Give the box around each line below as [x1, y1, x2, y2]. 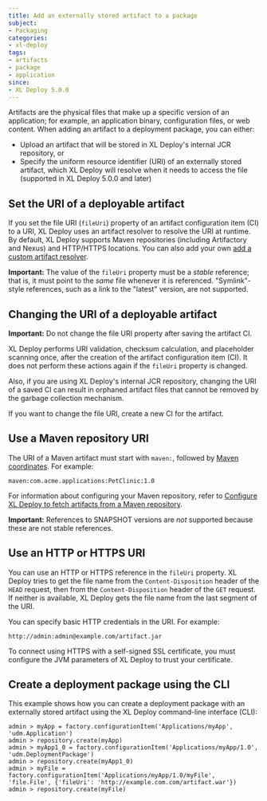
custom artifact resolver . [8, 252, 89, 261]
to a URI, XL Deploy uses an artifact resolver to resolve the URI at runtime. [8, 226, 251, 236]
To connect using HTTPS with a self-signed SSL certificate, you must [8, 646, 236, 656]
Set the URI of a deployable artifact [8, 197, 185, 210]
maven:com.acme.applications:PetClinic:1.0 [8, 477, 155, 485]
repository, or [19, 148, 65, 158]
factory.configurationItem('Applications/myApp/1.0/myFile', [8, 772, 216, 779]
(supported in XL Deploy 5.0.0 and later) [19, 174, 152, 183]
